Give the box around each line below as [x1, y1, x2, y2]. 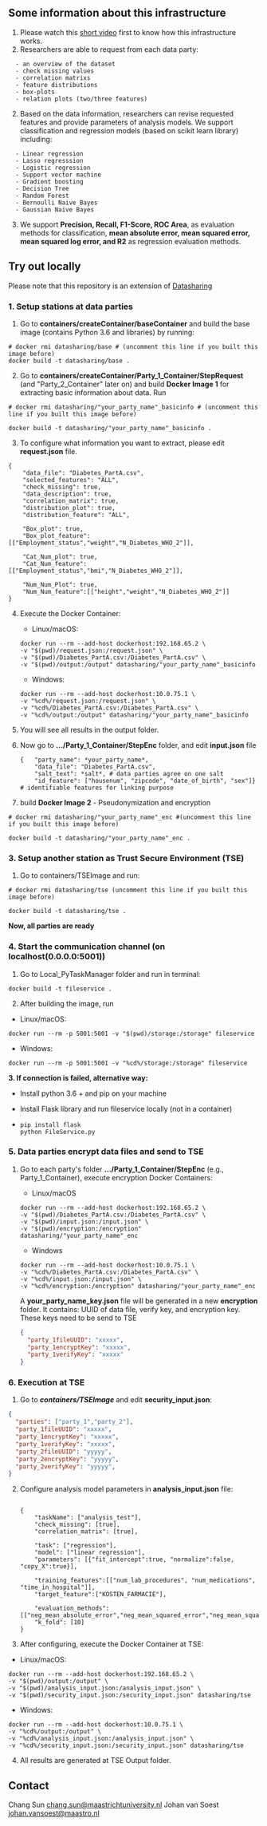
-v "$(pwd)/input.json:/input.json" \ [19, 1217, 149, 1226]
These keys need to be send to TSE [19, 1313, 137, 1322]
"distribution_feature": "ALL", [22, 511, 130, 519]
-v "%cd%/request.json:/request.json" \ [19, 697, 156, 705]
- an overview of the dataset [15, 60, 116, 68]
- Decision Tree [15, 184, 69, 192]
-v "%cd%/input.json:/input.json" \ [19, 1275, 142, 1283]
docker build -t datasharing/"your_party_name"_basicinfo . [8, 424, 213, 432]
